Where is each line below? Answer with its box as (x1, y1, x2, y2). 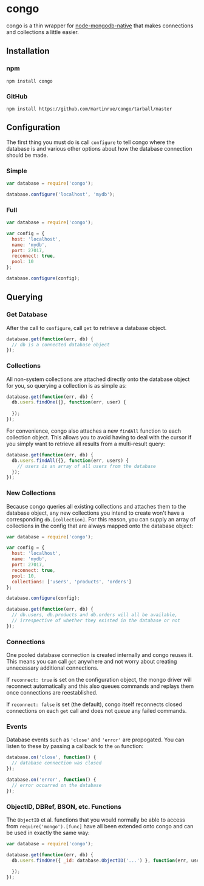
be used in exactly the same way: (6, 829, 90, 836)
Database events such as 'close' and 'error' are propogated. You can (6, 736, 185, 743)
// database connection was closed (12, 760, 102, 766)
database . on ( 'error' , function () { (6, 777, 97, 783)
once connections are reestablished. (6, 689, 98, 696)
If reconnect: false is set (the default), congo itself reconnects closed (6, 701, 182, 708)
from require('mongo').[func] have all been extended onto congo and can (6, 823, 194, 829)
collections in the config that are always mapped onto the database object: (6, 522, 193, 529)
